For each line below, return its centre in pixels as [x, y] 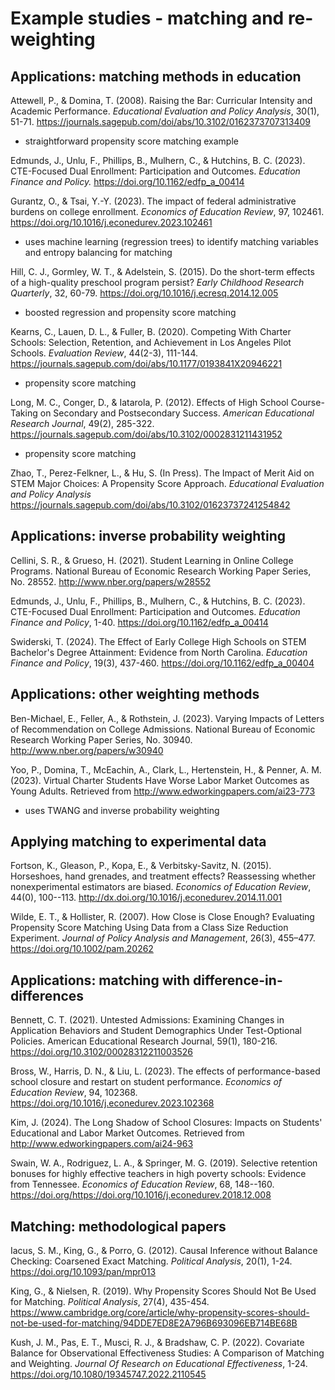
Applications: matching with [100, 980]
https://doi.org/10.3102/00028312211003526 [101, 1052]
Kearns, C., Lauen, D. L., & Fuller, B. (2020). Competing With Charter [151, 331]
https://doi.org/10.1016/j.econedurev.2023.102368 [112, 1103]
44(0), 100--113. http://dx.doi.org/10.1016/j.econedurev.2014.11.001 [146, 898]
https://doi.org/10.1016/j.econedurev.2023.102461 [111, 222]
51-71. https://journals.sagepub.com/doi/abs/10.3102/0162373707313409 [160, 121]
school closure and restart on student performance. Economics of [146, 1082]
